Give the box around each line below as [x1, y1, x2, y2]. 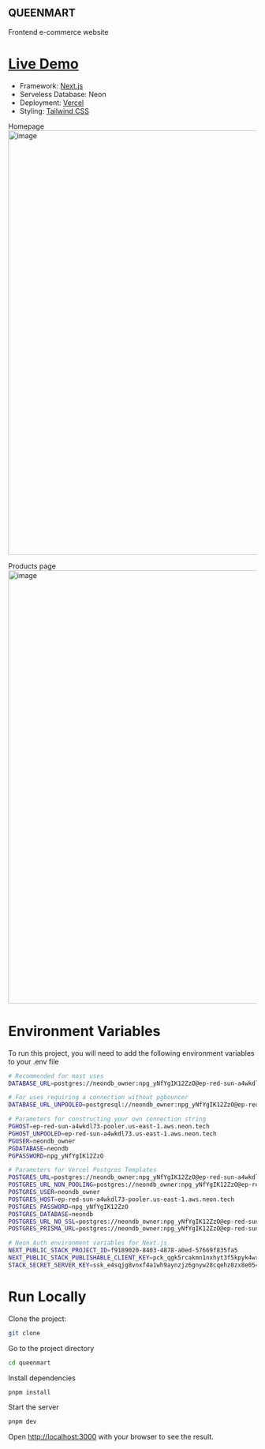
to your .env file [8, 1057, 59, 1066]
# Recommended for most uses [8, 1072, 104, 1080]
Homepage [8, 122, 45, 131]
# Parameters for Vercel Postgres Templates [8, 1166, 157, 1174]
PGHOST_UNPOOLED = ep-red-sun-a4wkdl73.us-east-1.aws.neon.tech [8, 1129, 217, 1138]
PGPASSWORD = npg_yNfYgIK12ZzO [8, 1152, 104, 1160]
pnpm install [8, 1388, 51, 1396]
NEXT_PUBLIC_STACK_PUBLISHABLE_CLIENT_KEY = [8, 1254, 154, 1262]
